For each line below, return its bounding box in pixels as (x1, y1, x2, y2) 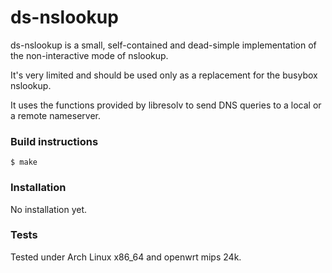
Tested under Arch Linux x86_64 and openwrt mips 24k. (10, 251, 242, 263)
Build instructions (10, 134, 99, 148)
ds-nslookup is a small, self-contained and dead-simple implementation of (10, 39, 317, 51)
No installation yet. (10, 203, 88, 215)
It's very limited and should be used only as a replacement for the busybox (10, 69, 318, 81)
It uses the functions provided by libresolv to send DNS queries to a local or (10, 99, 322, 111)
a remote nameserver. (10, 109, 101, 121)
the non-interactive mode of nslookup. (10, 49, 169, 61)
